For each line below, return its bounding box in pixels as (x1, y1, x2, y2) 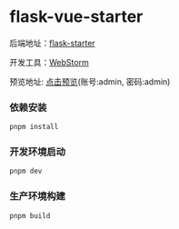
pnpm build (9, 211, 51, 220)
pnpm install (9, 123, 59, 132)
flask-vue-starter (9, 6, 144, 27)
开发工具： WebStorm (9, 56, 89, 67)
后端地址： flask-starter (9, 37, 95, 48)
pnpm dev (9, 166, 43, 176)
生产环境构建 (9, 190, 66, 203)
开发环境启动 (9, 145, 66, 158)
